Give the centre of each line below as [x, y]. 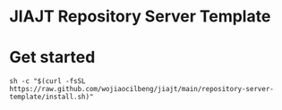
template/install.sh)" [51, 97]
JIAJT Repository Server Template [140, 17]
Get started [52, 58]
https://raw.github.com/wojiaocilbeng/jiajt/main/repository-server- [142, 89]
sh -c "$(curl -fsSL [48, 81]
